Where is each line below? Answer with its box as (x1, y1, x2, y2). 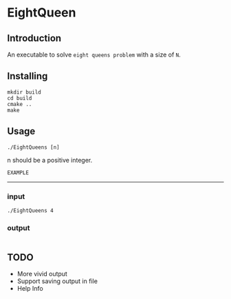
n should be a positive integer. (7, 156, 93, 164)
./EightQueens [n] (7, 143, 60, 151)
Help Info (16, 285, 43, 293)
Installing (7, 70, 48, 82)
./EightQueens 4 (7, 207, 54, 214)
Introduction (7, 32, 62, 44)
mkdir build (7, 88, 41, 96)
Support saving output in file (16, 277, 98, 285)
